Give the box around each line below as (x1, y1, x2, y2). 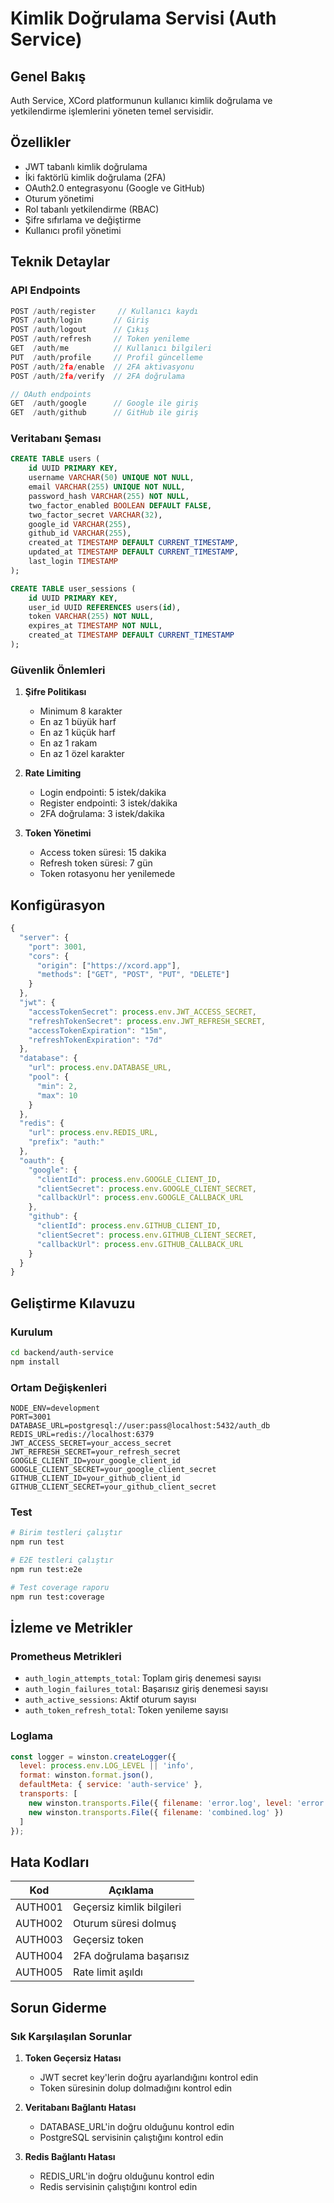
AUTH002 (15, 1917, 63, 1931)
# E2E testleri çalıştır (10, 1555, 114, 1566)
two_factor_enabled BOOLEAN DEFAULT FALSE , (28, 500, 213, 511)
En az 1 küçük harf (39, 727, 117, 739)
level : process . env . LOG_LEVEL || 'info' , (19, 1761, 195, 1771)
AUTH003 (15, 1933, 63, 1947)
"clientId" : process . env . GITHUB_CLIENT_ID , (36, 1221, 222, 1231)
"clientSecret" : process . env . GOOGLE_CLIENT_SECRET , (36, 1183, 257, 1194)
